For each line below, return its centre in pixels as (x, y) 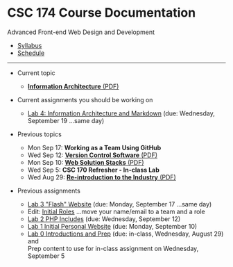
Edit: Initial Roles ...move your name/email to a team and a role (116, 211)
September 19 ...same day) (66, 120)
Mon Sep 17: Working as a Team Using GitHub (94, 147)
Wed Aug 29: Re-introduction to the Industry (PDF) (102, 177)
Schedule (31, 53)
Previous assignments (49, 191)
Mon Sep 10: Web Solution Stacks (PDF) (86, 162)
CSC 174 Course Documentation (102, 13)
